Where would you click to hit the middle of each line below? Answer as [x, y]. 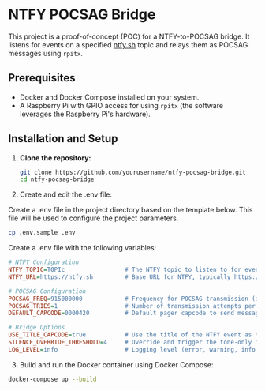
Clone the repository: [55, 158]
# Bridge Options [37, 328]
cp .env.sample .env [42, 233]
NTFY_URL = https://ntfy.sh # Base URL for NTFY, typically [119, 277]
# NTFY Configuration [44, 262]
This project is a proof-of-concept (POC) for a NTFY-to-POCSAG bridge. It [129, 36]
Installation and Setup [63, 139]
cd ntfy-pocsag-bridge [57, 179]
